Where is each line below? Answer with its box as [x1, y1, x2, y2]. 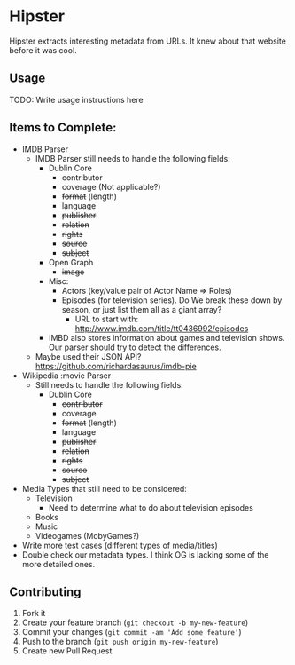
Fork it [21, 608, 46, 619]
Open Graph [48, 257, 94, 267]
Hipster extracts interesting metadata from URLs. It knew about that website [9, 36, 286, 46]
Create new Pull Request [21, 645, 113, 656]
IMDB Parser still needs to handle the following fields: [35, 153, 230, 163]
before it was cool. [9, 44, 77, 55]
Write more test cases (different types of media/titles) [21, 540, 219, 550]
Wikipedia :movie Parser [21, 370, 112, 381]
